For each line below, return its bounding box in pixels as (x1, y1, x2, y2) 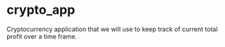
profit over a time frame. (6, 32, 78, 40)
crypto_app (6, 2, 75, 18)
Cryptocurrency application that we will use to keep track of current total (6, 25, 218, 33)
